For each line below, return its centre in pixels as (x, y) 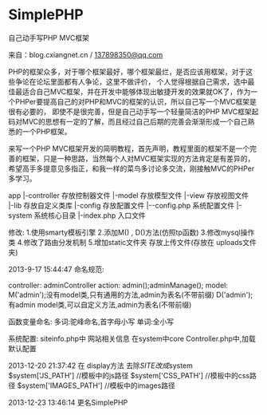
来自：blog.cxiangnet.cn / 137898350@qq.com (86, 54)
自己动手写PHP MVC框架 (49, 38)
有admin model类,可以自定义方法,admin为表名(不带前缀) (100, 304)
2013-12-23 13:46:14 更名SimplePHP (68, 402)
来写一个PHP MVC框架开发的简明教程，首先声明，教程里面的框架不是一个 (129, 148)
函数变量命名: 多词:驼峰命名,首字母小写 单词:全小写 (91, 322)
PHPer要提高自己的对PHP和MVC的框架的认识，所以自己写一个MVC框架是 (136, 101)
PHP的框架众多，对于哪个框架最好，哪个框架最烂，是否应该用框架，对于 (127, 71)
